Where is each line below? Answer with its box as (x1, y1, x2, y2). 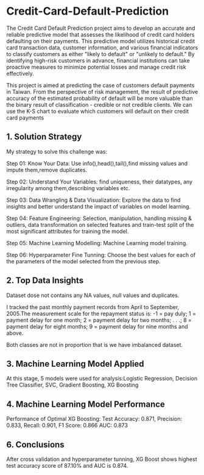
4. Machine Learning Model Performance (6, 399, 166, 409)
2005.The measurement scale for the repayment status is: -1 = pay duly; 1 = (6, 310, 196, 317)
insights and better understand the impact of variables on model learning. (6, 202, 191, 210)
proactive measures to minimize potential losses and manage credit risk (6, 63, 186, 71)
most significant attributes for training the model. (6, 227, 129, 235)
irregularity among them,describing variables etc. (6, 184, 130, 191)
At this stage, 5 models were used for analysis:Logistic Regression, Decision (6, 375, 198, 382)
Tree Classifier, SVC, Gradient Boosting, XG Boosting (6, 381, 139, 388)
